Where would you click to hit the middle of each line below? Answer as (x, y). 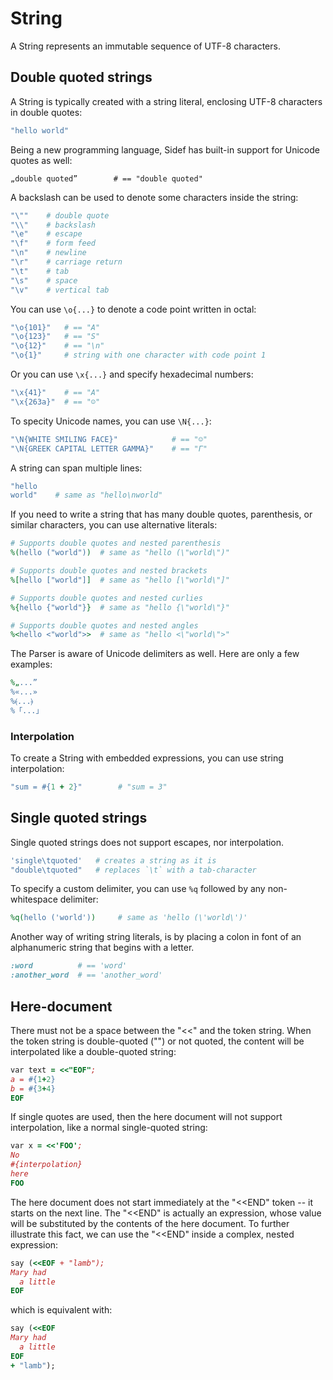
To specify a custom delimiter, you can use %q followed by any (138, 889)
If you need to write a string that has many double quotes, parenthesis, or (161, 514)
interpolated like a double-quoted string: (93, 1051)
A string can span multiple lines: (76, 468)
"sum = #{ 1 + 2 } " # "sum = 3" (89, 787)
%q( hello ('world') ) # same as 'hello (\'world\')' (129, 918)
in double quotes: (46, 112)
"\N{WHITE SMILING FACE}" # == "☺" (109, 439)
